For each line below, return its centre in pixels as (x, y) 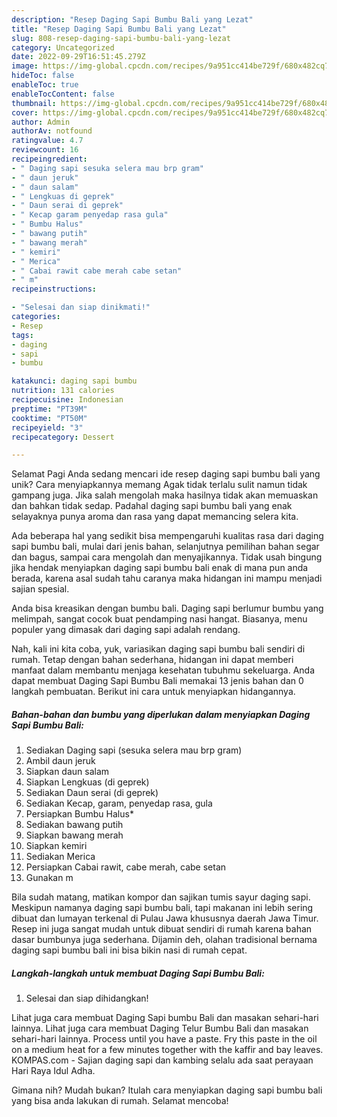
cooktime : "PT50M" (49, 418)
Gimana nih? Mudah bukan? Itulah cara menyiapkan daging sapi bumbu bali (167, 1090)
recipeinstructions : (54, 289)
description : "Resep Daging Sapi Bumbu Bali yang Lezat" (132, 19)
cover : (25, 112)
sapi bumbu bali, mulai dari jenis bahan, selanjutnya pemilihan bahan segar (165, 547)
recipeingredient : (49, 159)
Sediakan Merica (60, 857)
